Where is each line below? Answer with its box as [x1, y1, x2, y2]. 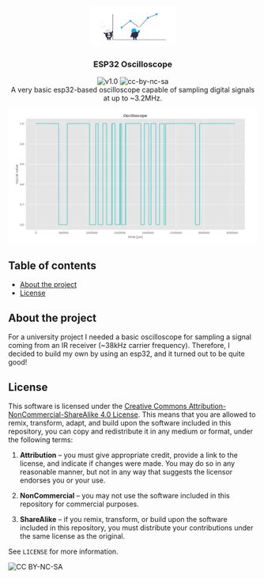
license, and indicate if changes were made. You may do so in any [19, 458, 236, 468]
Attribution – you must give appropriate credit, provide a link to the [19, 450, 239, 460]
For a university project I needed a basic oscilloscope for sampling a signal [8, 332, 251, 342]
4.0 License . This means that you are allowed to [100, 410, 256, 419]
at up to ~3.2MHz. [103, 93, 163, 103]
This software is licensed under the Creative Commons [8, 401, 187, 411]
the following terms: [8, 434, 74, 445]
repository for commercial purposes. [19, 499, 140, 509]
